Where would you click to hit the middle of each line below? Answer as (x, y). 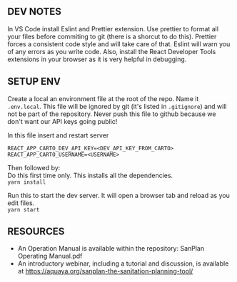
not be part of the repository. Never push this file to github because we (112, 114)
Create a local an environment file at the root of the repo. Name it (103, 98)
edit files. (21, 203)
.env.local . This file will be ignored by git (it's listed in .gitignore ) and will (117, 106)
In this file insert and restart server (58, 135)
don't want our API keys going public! (62, 121)
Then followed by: (34, 167)
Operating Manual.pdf (50, 256)
